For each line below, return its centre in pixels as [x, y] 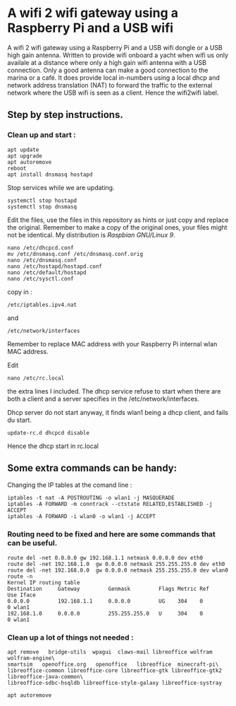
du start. [19, 420]
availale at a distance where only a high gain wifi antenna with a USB [107, 62]
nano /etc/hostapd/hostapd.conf [55, 266]
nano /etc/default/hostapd [47, 272]
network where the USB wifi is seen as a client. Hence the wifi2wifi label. [113, 93]
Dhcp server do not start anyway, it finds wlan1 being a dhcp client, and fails [118, 412]
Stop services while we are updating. [61, 187]
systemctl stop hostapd [42, 200]
